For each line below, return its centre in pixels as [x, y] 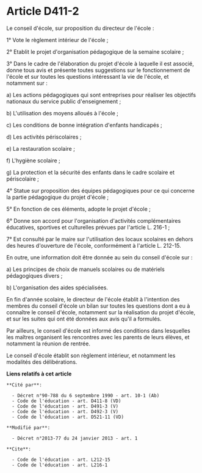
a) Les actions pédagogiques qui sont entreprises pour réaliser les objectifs [101, 95]
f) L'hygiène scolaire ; [34, 161]
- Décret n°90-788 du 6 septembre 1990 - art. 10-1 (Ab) [86, 395]
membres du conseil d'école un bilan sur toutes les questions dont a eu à [98, 306]
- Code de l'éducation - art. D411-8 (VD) [67, 401]
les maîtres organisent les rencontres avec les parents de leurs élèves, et [98, 337]
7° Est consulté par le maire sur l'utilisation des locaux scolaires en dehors [100, 239]
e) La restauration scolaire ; [41, 148]
